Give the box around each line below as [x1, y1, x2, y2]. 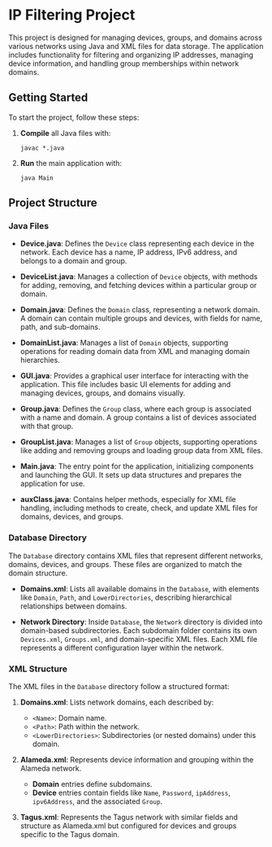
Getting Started [8, 91, 89, 105]
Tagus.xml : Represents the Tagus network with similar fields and [19, 812, 238, 823]
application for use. [19, 478, 85, 489]
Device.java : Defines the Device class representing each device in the [19, 238, 255, 249]
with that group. [19, 421, 74, 431]
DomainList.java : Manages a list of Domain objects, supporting [19, 338, 229, 347]
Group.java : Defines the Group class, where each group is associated [19, 404, 252, 414]
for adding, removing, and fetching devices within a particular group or [19, 281, 257, 290]
